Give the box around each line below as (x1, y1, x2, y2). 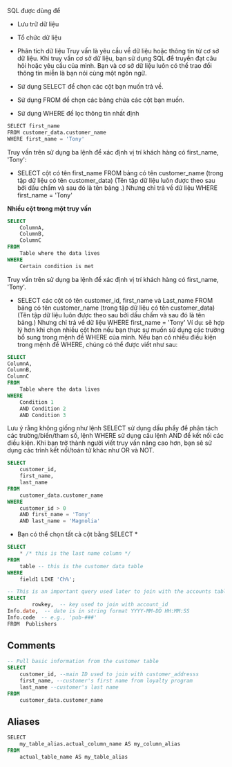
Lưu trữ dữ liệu (17, 20, 59, 28)
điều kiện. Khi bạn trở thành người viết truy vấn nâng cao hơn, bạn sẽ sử (7, 439, 213, 447)
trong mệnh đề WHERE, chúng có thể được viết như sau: (17, 340, 178, 349)
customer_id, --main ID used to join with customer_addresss (19, 671, 199, 678)
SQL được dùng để (7, 7, 61, 15)
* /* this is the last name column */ (19, 550, 131, 557)
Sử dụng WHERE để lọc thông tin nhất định (17, 109, 139, 117)
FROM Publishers (7, 620, 57, 627)
